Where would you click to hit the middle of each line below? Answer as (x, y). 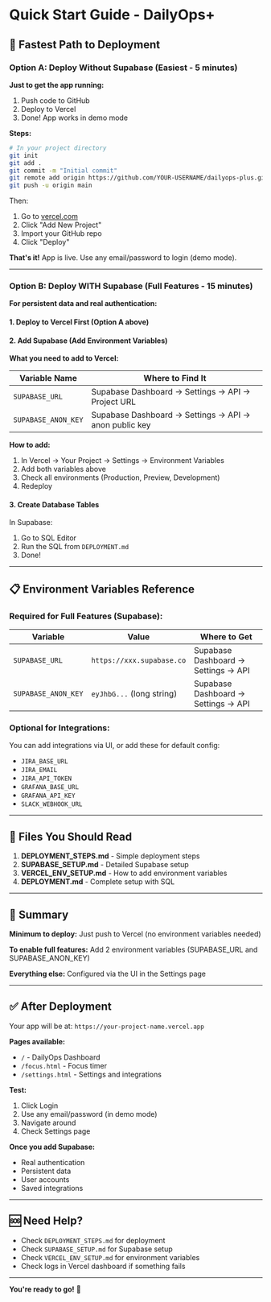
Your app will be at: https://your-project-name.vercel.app (107, 1026)
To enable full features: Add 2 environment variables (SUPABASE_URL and (133, 950)
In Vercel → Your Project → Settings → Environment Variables (122, 461)
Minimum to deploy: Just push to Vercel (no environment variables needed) (135, 934)
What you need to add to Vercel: (64, 358)
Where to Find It (175, 378)
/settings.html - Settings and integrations (91, 1074)
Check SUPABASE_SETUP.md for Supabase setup (96, 1249)
